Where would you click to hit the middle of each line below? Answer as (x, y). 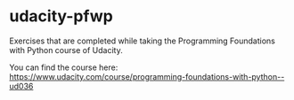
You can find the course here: (64, 67)
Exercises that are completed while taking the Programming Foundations (143, 41)
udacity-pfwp (61, 16)
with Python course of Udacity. (66, 50)
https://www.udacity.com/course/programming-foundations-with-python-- (147, 76)
